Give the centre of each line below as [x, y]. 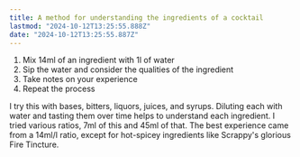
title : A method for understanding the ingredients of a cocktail [136, 18]
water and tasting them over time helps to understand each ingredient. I [142, 116]
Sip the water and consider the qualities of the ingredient [128, 69]
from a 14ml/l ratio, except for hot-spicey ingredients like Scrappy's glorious [150, 135]
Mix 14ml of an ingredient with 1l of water [99, 60]
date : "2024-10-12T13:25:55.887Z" [74, 34]
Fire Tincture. [34, 144]
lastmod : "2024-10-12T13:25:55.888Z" [80, 26]
